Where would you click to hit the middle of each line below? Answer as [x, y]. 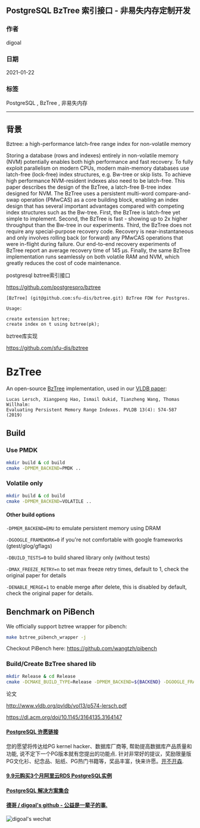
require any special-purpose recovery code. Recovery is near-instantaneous [100, 232]
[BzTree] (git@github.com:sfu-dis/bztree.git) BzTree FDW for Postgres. [98, 298]
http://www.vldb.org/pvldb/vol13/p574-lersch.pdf [66, 706]
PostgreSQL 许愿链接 [32, 732]
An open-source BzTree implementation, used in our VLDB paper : [87, 388]
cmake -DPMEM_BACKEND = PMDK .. [44, 468]
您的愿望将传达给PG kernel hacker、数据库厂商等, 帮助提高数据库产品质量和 [99, 746]
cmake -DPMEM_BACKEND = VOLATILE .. [49, 501]
